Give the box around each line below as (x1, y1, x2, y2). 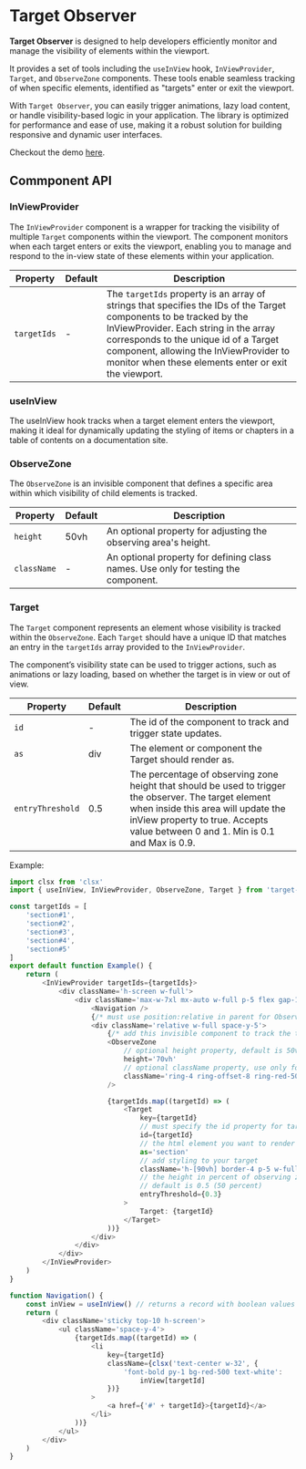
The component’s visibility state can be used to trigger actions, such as (9, 658, 278, 670)
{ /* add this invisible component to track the (107, 1029, 291, 1039)
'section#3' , (25, 927, 76, 936)
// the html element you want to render (139, 1139, 296, 1148)
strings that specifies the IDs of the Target (106, 298, 287, 311)
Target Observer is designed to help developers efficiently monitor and (9, 36, 278, 47)
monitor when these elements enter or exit (106, 356, 288, 368)
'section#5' (25, 945, 71, 954)
